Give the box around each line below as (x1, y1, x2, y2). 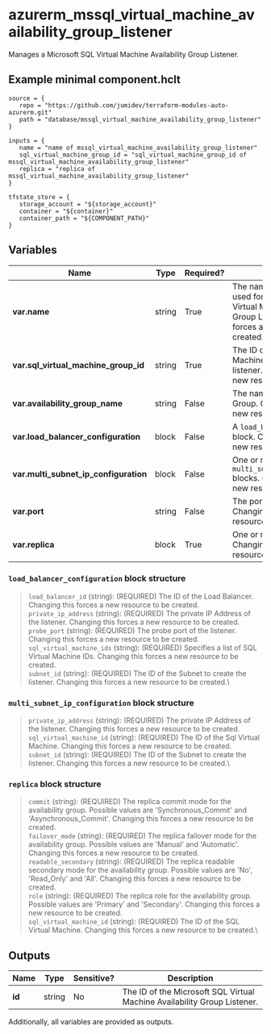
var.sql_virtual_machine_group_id (12, 359, 145, 370)
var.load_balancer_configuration (12, 431, 141, 442)
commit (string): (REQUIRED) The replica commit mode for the (27, 797, 231, 807)
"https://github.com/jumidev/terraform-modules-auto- (44, 101, 229, 110)
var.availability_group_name (12, 398, 123, 409)
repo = (19, 101, 42, 110)
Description (167, 973, 214, 984)
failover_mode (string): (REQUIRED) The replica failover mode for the (27, 831, 256, 840)
